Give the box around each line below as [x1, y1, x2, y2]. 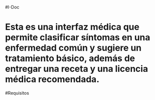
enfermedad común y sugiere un [5, 42, 142, 54]
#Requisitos [5, 90, 30, 96]
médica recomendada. [5, 74, 100, 85]
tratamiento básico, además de [5, 53, 135, 64]
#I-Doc [5, 4, 20, 10]
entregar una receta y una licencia [5, 64, 148, 74]
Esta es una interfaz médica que [5, 22, 140, 33]
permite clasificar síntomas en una [5, 32, 151, 43]
